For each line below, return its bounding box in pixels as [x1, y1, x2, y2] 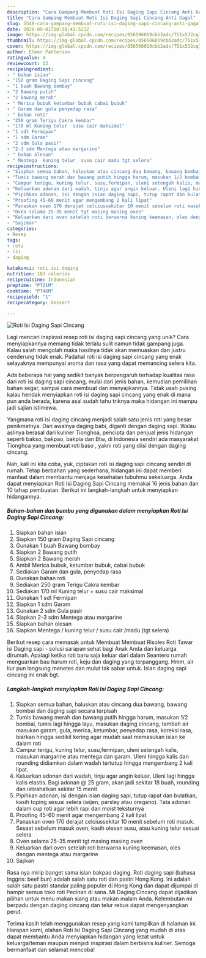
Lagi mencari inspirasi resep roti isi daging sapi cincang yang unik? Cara [7, 334, 189, 341]
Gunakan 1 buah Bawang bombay [15, 542, 100, 550]
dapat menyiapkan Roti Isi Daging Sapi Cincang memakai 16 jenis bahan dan [7, 480, 199, 488]
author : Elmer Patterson [7, 49, 70, 55]
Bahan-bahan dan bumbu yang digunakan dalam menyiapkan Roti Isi [7, 507, 188, 514]
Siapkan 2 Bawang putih [15, 548, 78, 556]
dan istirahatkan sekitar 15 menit [15, 786, 97, 793]
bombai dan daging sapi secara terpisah [15, 707, 118, 715]
